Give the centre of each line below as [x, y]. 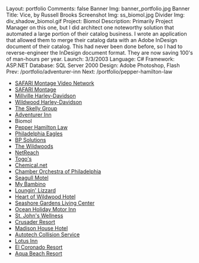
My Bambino [30, 184]
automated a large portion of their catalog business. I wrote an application [97, 34]
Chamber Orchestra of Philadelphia [58, 171]
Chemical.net [31, 165]
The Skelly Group [36, 108]
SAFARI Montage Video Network [54, 83]
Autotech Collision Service [47, 235]
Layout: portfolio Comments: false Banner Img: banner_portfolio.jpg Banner [98, 9]
